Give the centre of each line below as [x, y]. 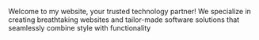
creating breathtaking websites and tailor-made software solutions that [124, 20]
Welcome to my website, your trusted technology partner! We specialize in [130, 11]
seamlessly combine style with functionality [80, 28]
